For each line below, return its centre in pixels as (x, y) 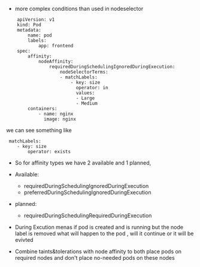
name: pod (40, 35)
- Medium (87, 104)
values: (85, 93)
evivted (24, 240)
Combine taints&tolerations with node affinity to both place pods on (98, 251)
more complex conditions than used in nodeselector (79, 9)
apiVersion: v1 (36, 20)
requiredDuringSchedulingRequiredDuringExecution (88, 216)
